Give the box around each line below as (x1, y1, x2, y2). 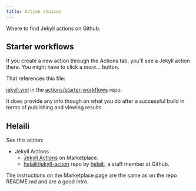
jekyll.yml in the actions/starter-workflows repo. (6, 86, 122, 93)
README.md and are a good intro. (6, 178, 89, 185)
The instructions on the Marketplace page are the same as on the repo (6, 172, 177, 179)
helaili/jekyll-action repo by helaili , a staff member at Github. (23, 160, 170, 167)
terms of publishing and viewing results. (6, 104, 104, 111)
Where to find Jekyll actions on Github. (6, 25, 101, 32)
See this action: (6, 136, 44, 144)
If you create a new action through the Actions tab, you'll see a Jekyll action (6, 57, 190, 65)
